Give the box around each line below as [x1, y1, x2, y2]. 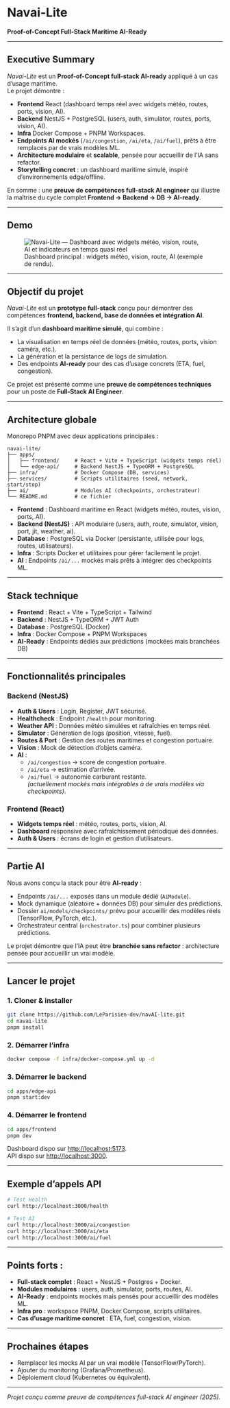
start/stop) [7, 481, 41, 488]
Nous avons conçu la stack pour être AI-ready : [7, 879, 142, 887]
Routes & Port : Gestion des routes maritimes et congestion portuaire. [16, 736, 214, 744]
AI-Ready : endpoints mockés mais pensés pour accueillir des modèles [16, 1292, 219, 1300]
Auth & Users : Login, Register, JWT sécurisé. [16, 707, 147, 715]
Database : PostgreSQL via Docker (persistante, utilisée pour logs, [16, 535, 205, 543]
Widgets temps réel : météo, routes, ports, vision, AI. [16, 819, 168, 827]
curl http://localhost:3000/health [7, 1203, 109, 1210]
